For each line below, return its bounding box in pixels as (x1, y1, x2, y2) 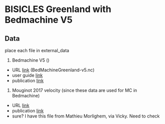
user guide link (12, 72, 43, 78)
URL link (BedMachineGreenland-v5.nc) (12, 67, 95, 73)
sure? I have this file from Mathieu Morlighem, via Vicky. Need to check (12, 113, 160, 119)
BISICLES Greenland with (5, 4, 112, 15)
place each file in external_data (5, 48, 69, 53)
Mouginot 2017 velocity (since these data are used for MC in (12, 87, 137, 93)
